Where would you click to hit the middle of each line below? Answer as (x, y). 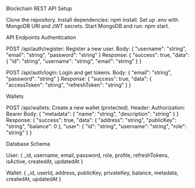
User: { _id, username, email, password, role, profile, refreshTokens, (88, 155)
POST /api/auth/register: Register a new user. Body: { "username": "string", (96, 49)
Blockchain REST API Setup (39, 8)
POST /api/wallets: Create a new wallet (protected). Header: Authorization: (96, 107)
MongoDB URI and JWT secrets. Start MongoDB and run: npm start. (88, 26)
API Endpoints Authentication (41, 37)
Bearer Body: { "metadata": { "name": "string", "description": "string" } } (93, 114)
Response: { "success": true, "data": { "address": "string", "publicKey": (91, 120)
